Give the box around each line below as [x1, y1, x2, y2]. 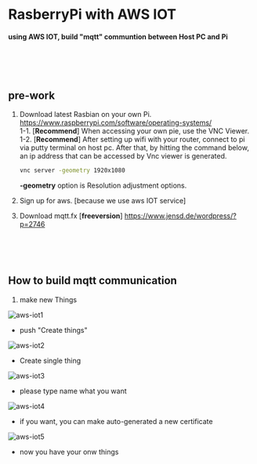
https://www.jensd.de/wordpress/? [124, 211, 237, 221]
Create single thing [19, 356, 81, 365]
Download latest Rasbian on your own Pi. [19, 110, 152, 119]
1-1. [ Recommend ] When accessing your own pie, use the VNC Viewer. [19, 126, 250, 136]
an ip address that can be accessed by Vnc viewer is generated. [19, 152, 227, 161]
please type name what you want [19, 386, 127, 396]
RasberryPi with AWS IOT [8, 5, 177, 24]
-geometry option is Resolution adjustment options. [19, 181, 187, 190]
